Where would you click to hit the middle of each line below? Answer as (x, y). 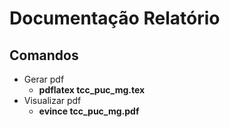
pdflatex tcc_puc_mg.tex (92, 90)
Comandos (44, 55)
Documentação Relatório (115, 18)
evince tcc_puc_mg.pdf (89, 111)
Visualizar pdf (52, 100)
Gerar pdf (44, 79)
